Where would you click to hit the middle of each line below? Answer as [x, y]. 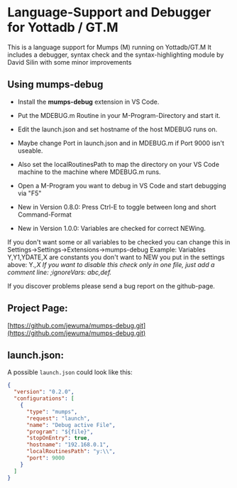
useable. [30, 151]
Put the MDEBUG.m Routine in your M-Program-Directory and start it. [119, 115]
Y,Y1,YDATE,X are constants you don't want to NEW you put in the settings [116, 257]
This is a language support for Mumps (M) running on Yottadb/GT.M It [109, 47]
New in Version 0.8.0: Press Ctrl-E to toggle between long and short [117, 207]
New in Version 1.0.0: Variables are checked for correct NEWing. [111, 228]
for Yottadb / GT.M [63, 27]
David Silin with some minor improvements [70, 62]
